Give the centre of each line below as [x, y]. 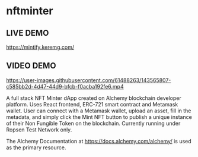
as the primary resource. [36, 147]
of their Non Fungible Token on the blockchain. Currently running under [93, 123]
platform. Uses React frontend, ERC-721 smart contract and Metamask [92, 104]
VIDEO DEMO [31, 66]
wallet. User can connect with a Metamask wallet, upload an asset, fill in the [99, 111]
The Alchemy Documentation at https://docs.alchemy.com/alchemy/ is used [99, 141]
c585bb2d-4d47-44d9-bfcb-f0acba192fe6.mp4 [65, 86]
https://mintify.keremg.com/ [40, 47]
